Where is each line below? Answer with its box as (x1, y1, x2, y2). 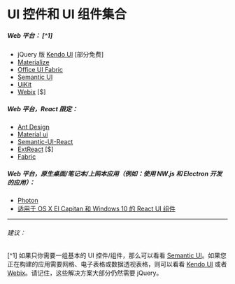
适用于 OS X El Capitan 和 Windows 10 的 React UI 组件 (17, 204, 176, 213)
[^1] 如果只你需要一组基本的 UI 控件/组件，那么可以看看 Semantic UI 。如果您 (7, 251, 227, 260)
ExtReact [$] (17, 145, 54, 154)
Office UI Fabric (17, 66, 64, 74)
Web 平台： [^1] (7, 31, 53, 39)
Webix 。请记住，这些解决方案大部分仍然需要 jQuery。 (7, 269, 163, 277)
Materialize (17, 58, 50, 66)
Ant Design (17, 123, 50, 132)
